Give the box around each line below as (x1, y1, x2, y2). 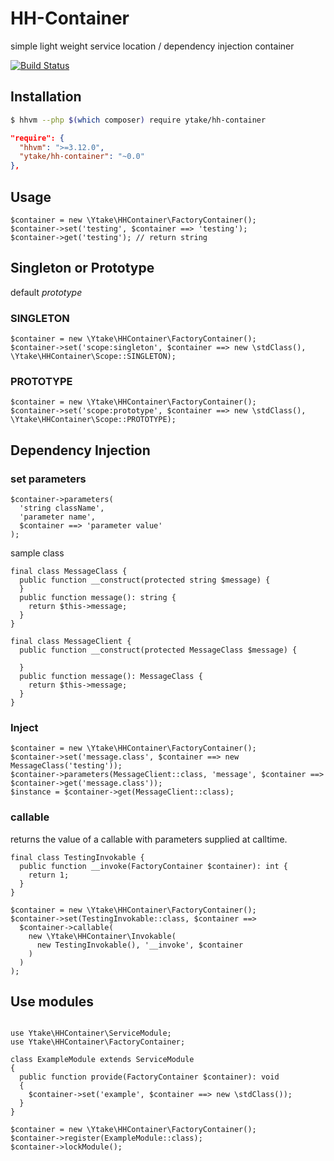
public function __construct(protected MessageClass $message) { (19, 645, 298, 656)
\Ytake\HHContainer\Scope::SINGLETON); (10, 352, 177, 362)
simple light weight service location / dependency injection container (10, 40, 295, 52)
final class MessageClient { (10, 637, 132, 647)
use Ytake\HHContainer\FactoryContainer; (10, 1037, 186, 1047)
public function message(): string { (19, 593, 177, 603)
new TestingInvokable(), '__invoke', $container (36, 940, 244, 950)
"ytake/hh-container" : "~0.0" (19, 152, 145, 162)
